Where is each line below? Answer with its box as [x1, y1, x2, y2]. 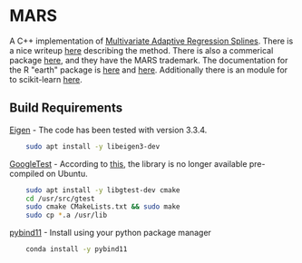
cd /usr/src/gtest [25, 194, 95, 203]
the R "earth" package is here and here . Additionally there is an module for [9, 64, 288, 75]
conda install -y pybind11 [25, 245, 128, 254]
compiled [9, 168, 44, 179]
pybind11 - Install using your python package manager [9, 228, 211, 239]
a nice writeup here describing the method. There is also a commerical [9, 44, 274, 55]
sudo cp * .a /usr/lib [25, 210, 107, 220]
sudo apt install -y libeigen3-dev [25, 141, 161, 151]
